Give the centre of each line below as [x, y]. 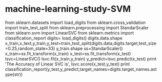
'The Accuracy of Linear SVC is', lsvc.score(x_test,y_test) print [68, 64]
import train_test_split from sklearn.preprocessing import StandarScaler [77, 27]
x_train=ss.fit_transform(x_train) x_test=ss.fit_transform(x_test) [68, 53]
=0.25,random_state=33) [30, 48]
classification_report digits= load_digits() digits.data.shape [64, 38]
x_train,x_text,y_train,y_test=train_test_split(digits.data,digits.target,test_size [81, 43]
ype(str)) [14, 74]
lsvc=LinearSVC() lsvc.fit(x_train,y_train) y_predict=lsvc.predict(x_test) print [81, 59]
